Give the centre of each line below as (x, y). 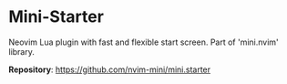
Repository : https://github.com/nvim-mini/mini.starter (110, 69)
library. (22, 51)
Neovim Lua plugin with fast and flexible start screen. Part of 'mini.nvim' (143, 42)
